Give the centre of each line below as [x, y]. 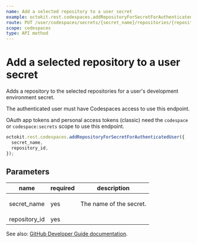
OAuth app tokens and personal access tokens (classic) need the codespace [97, 120]
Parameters [28, 172]
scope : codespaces [28, 28]
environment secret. [30, 97]
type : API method [27, 33]
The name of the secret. [113, 204]
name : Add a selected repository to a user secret [69, 11]
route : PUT [19, 22]
